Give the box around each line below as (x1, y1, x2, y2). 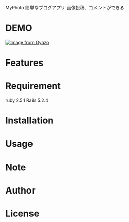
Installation (5, 115, 54, 126)
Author (5, 184, 36, 196)
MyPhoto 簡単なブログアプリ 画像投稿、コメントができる (5, 5, 124, 10)
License (5, 208, 40, 219)
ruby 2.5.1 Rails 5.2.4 (5, 97, 48, 103)
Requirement (5, 80, 61, 92)
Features (5, 57, 44, 69)
